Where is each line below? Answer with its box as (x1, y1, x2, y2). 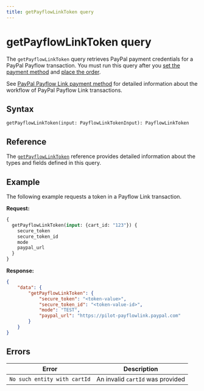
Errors (6, 347, 30, 357)
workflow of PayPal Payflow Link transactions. (6, 86, 123, 94)
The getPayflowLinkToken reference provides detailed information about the (6, 153, 196, 160)
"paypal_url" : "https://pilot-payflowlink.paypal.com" (38, 313, 181, 319)
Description (123, 364, 158, 373)
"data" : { (17, 284, 43, 291)
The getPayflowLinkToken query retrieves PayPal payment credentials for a (6, 55, 194, 63)
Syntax (6, 104, 34, 114)
